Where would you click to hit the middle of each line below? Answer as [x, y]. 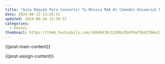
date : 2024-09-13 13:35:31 [33, 14]
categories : [17, 23]
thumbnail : [16, 32]
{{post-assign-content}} [29, 56]
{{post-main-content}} [28, 47]
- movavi [18, 28]
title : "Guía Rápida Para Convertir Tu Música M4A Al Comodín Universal [81, 10]
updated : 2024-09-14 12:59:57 [36, 19]
